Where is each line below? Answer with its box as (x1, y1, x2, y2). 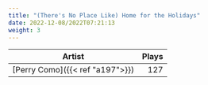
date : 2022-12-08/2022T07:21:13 (8, 19, 115, 27)
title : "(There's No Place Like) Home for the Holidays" (8, 11, 201, 20)
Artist (62, 51, 85, 62)
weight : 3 (8, 26, 41, 34)
